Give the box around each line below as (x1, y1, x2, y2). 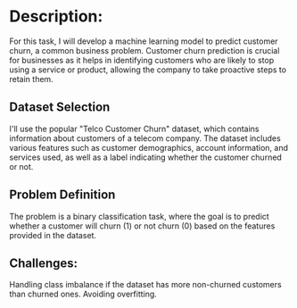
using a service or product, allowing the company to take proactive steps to (9, 64, 287, 75)
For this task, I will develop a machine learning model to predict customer (9, 36, 278, 46)
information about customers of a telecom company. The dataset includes (9, 132, 281, 144)
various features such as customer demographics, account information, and (9, 142, 288, 153)
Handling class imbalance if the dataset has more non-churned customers (9, 279, 283, 290)
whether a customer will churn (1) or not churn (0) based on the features (9, 221, 276, 231)
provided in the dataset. (9, 229, 96, 240)
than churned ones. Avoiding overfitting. (9, 288, 158, 300)
